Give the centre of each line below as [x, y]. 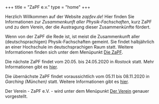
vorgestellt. [16, 96]
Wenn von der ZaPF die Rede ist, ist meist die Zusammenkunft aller [73, 37]
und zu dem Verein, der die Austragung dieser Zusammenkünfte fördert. [78, 27]
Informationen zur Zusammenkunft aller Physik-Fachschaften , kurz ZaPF [79, 22]
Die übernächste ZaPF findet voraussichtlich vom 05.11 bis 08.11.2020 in [77, 76]
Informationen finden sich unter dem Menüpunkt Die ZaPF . [64, 52]
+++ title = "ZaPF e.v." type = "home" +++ [48, 7]
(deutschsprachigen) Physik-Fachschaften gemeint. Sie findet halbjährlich [80, 42]
